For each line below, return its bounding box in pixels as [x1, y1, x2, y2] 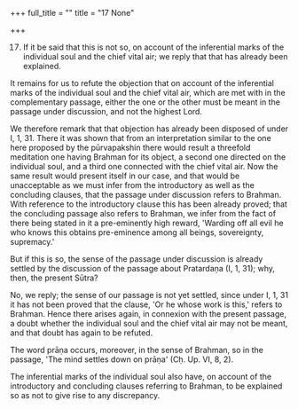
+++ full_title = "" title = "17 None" [10, 8, 135, 18]
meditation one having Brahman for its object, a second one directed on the [10, 152, 286, 162]
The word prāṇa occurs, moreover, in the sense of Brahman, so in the [10, 345, 264, 355]
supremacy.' [10, 237, 55, 247]
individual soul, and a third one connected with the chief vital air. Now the [10, 161, 278, 171]
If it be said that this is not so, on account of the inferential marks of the [22, 42, 285, 52]
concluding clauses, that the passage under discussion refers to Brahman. [10, 190, 282, 200]
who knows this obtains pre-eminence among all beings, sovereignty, [10, 227, 264, 238]
